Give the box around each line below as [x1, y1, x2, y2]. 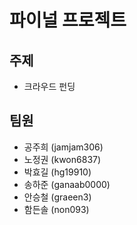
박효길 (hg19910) [23, 166, 92, 178]
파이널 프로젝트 [9, 9, 127, 32]
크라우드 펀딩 [23, 81, 76, 92]
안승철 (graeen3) [23, 191, 92, 203]
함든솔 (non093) [23, 203, 90, 215]
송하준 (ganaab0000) [23, 178, 111, 190]
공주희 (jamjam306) [23, 141, 104, 153]
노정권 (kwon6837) [23, 153, 102, 165]
